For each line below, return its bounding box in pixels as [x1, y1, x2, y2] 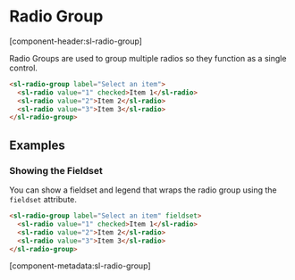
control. [9, 62, 38, 73]
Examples [9, 137, 65, 152]
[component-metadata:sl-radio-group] [9, 260, 151, 271]
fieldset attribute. [9, 194, 78, 204]
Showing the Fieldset [9, 164, 103, 177]
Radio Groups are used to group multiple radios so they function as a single [9, 53, 287, 63]
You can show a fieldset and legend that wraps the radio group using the [9, 185, 277, 195]
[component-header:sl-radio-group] [9, 36, 143, 46]
